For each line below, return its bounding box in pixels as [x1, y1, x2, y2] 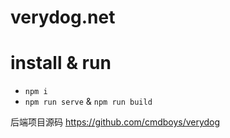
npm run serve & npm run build [24, 96, 153, 108]
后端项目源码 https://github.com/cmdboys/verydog [10, 116, 221, 128]
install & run [10, 52, 112, 75]
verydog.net [10, 6, 116, 29]
